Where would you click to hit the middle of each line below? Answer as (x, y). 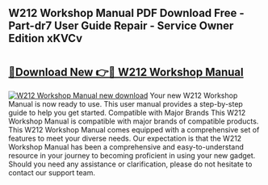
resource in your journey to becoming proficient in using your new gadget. (132, 156)
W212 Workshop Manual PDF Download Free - (126, 13)
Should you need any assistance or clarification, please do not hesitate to (130, 164)
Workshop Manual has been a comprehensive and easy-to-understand (126, 147)
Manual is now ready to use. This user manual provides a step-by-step (126, 104)
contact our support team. (52, 172)
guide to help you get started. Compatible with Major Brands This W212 (127, 113)
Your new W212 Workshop (194, 95)
